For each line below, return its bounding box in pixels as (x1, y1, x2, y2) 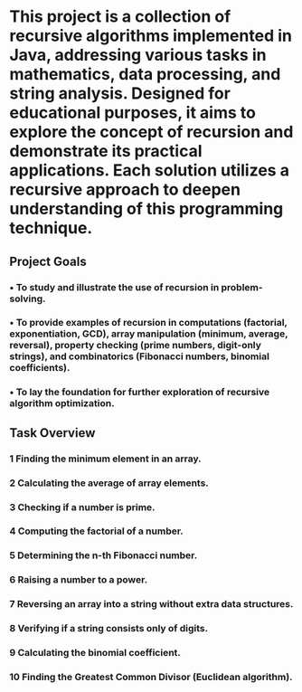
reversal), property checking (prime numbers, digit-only (9, 339, 262, 352)
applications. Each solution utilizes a (9, 160, 289, 181)
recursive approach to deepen (9, 179, 241, 200)
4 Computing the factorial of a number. (9, 525, 184, 537)
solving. (9, 292, 47, 305)
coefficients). (9, 362, 71, 374)
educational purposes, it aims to (9, 102, 256, 123)
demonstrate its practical (9, 141, 203, 162)
